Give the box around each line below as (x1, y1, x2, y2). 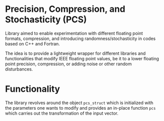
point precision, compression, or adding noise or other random (5, 61, 132, 67)
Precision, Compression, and (5, 3, 126, 15)
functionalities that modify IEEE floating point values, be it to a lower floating (5, 55, 160, 61)
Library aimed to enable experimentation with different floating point (5, 30, 143, 36)
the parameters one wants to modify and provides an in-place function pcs (5, 105, 156, 111)
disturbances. (5, 66, 33, 72)
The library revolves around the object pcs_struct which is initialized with (5, 100, 154, 106)
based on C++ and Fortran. (5, 40, 60, 46)
